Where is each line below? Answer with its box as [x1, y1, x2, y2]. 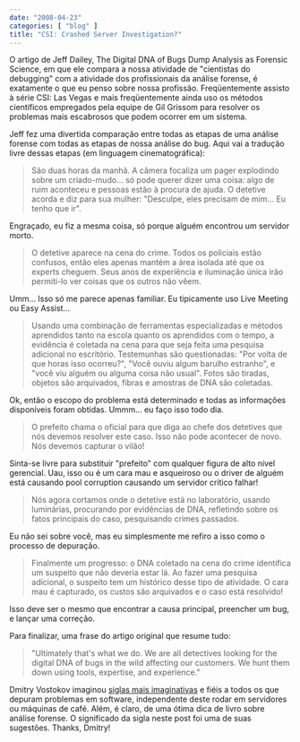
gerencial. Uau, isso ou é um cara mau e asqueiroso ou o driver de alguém [9, 468, 284, 479]
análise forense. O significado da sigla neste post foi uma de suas [9, 713, 253, 724]
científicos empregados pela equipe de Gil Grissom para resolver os [9, 102, 261, 113]
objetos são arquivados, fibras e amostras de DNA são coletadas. [30, 377, 273, 388]
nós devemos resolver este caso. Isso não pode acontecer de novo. [30, 431, 282, 442]
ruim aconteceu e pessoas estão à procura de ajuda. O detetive [30, 185, 266, 195]
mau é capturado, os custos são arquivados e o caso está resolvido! [30, 586, 284, 597]
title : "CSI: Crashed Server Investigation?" [9, 30, 182, 39]
